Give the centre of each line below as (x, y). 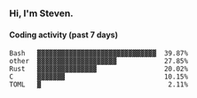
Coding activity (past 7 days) (63, 35)
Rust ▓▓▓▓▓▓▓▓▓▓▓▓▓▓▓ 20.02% (99, 69)
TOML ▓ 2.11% (99, 85)
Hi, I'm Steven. (41, 13)
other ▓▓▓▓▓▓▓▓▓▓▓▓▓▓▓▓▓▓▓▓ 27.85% (99, 61)
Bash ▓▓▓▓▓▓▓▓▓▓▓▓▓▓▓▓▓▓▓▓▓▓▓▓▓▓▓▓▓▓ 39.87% (99, 53)
